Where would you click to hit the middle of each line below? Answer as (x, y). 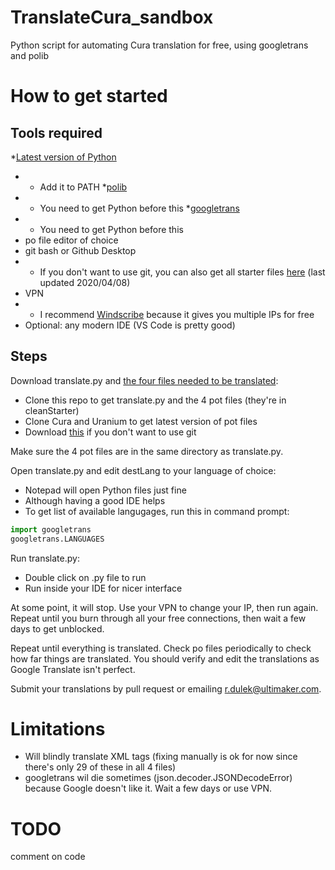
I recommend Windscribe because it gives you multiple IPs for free (177, 314)
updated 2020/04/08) (85, 282)
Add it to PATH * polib (83, 187)
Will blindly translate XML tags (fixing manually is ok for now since (161, 757)
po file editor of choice (71, 240)
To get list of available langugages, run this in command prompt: (157, 511)
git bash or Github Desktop (80, 250)
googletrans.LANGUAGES (57, 539)
